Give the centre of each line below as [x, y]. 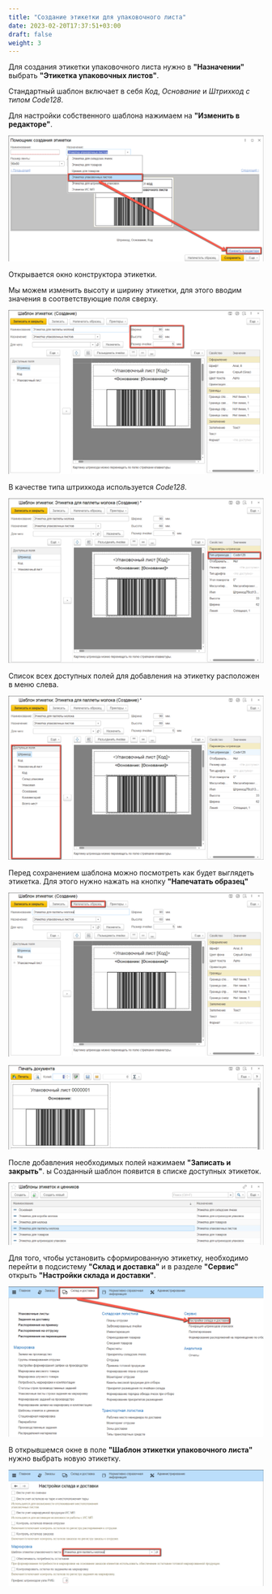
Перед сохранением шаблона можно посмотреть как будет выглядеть [132, 872]
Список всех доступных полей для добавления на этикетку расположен [134, 676]
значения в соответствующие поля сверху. [83, 298]
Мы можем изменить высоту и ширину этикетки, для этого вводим [125, 290]
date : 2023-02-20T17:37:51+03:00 [65, 26]
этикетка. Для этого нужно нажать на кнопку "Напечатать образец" [128, 881]
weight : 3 [25, 43]
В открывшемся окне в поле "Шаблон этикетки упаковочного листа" [131, 1450]
